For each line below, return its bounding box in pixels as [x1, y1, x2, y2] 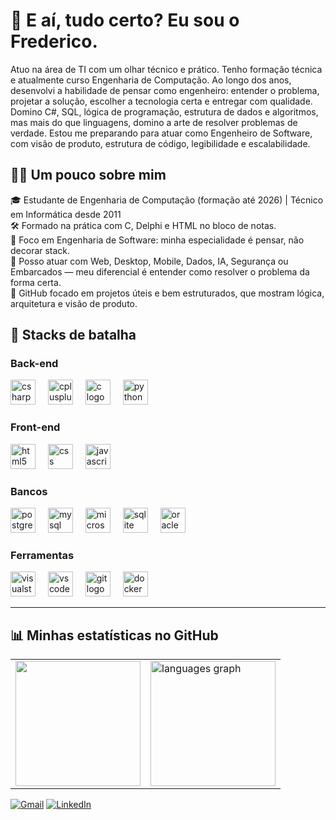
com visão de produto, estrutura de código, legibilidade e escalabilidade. [10, 137, 311, 149]
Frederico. [10, 30, 98, 53]
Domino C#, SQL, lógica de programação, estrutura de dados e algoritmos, [10, 105, 319, 118]
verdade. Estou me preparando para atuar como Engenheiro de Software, [10, 127, 313, 139]
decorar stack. [10, 244, 71, 256]
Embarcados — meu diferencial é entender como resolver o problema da [10, 265, 310, 278]
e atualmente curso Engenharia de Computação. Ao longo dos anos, [10, 74, 292, 86]
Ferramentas [10, 548, 75, 562]
